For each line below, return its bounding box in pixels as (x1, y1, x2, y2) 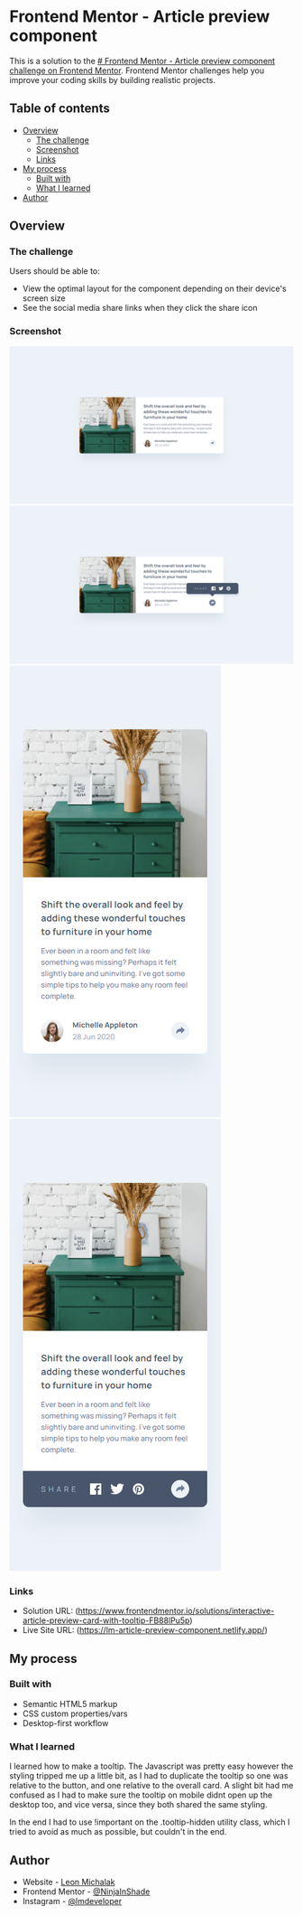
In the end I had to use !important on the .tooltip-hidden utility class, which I (9, 1816, 290, 1827)
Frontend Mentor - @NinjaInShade (22, 1886, 151, 1897)
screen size (22, 293, 66, 304)
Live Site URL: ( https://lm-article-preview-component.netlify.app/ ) (22, 1625, 268, 1636)
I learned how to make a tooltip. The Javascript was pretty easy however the (9, 1760, 294, 1772)
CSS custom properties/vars (22, 1708, 128, 1719)
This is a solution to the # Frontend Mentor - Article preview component (9, 55, 276, 66)
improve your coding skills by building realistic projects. (9, 74, 216, 85)
